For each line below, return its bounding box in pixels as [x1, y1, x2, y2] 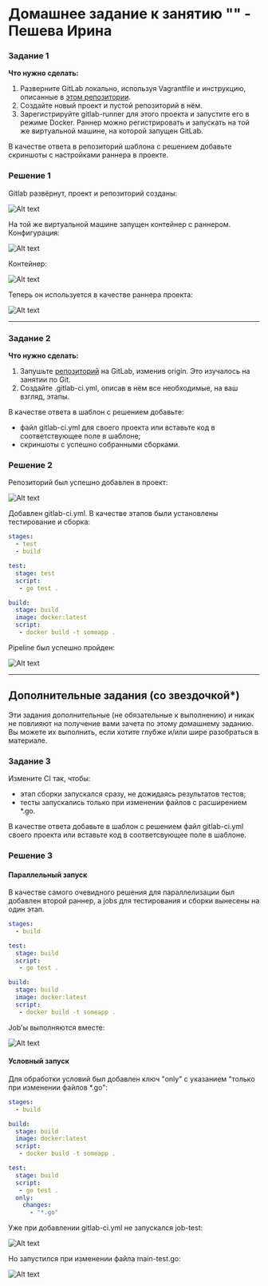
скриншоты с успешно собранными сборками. [19, 440, 181, 450]
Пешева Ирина [8, 22, 112, 40]
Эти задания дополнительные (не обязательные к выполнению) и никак [8, 710, 255, 720]
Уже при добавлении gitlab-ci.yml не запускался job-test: [8, 1223, 203, 1232]
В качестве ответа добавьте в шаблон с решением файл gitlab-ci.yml [8, 821, 244, 831]
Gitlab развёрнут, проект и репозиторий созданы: [8, 189, 178, 198]
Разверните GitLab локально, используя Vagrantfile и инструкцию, [19, 84, 246, 93]
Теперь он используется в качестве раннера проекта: [8, 289, 193, 300]
